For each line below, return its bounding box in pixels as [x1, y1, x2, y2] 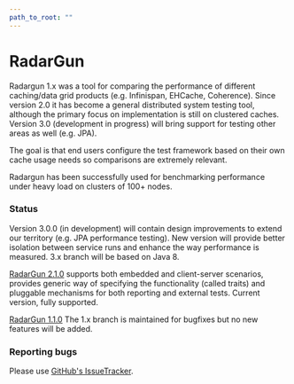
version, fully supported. [9, 296, 99, 307]
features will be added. [9, 323, 93, 333]
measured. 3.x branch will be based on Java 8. [9, 251, 180, 262]
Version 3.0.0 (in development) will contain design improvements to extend [9, 223, 282, 233]
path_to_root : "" [9, 12, 73, 22]
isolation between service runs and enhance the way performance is [9, 241, 259, 253]
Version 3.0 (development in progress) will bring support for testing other [9, 118, 276, 129]
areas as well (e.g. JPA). [9, 128, 97, 138]
